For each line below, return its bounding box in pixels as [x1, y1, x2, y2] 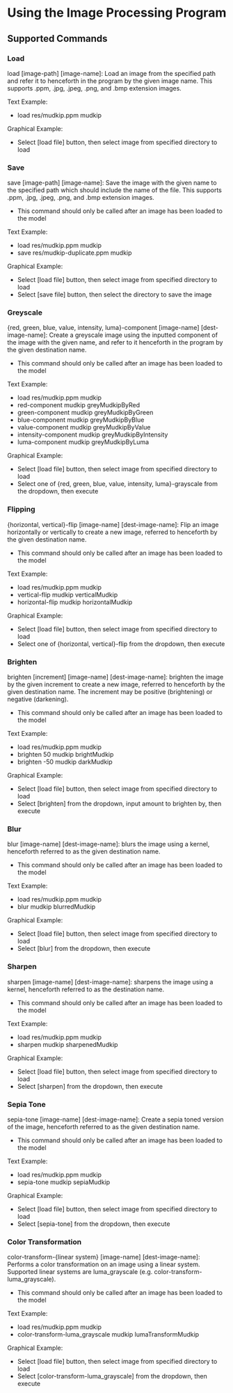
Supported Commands [7, 33, 108, 45]
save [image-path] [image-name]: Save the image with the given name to [7, 179, 217, 187]
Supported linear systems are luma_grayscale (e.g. [7, 1268, 153, 1276]
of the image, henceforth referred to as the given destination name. [7, 1122, 200, 1131]
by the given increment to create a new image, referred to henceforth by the [7, 680, 225, 688]
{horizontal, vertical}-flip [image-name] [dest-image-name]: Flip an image [7, 520, 219, 528]
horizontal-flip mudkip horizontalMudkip [17, 597, 133, 606]
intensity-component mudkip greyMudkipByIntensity [17, 430, 168, 439]
